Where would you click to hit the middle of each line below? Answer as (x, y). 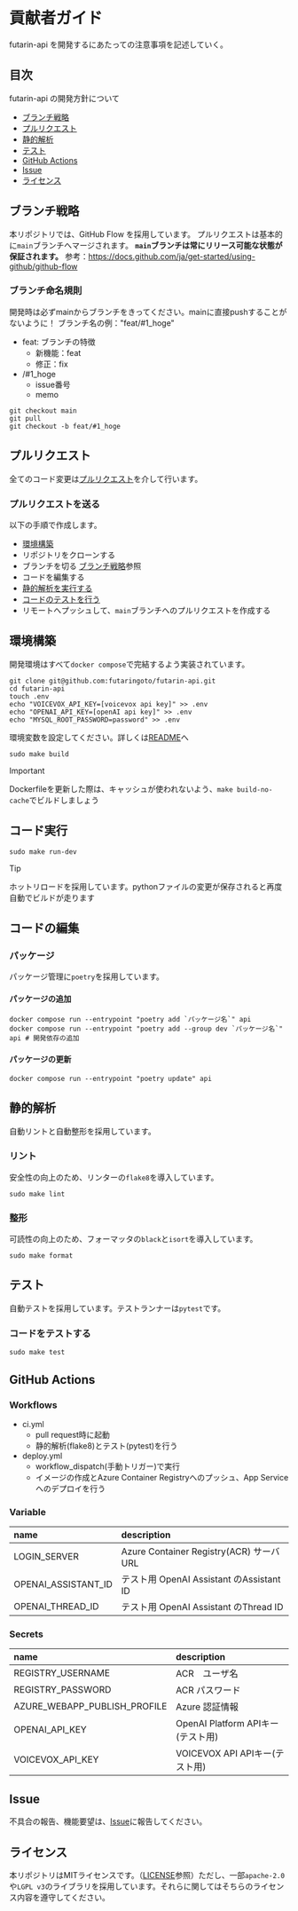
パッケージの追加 (40, 999)
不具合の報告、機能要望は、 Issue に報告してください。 (108, 1821)
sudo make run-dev (43, 852)
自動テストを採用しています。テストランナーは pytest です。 (118, 1308)
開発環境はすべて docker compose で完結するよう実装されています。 (129, 664)
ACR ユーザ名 (207, 1674)
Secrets (27, 1634)
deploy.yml (42, 1456)
